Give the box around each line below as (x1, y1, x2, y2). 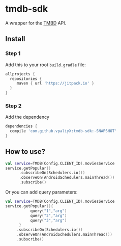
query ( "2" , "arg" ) (30, 213, 67, 218)
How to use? (5, 147, 46, 156)
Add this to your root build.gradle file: (5, 62, 86, 68)
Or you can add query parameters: (5, 189, 78, 195)
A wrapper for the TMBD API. (5, 20, 67, 26)
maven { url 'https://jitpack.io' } (16, 81, 95, 86)
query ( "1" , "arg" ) (30, 208, 67, 213)
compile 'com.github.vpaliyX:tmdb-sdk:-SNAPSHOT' (10, 128, 117, 134)
